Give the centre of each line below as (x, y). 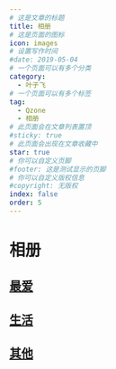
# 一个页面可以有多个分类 (50, 69)
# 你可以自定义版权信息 (47, 177)
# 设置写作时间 (34, 52)
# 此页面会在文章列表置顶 (50, 128)
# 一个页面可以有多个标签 (50, 93)
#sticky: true (36, 136)
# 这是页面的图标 (37, 34)
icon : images (34, 43)
